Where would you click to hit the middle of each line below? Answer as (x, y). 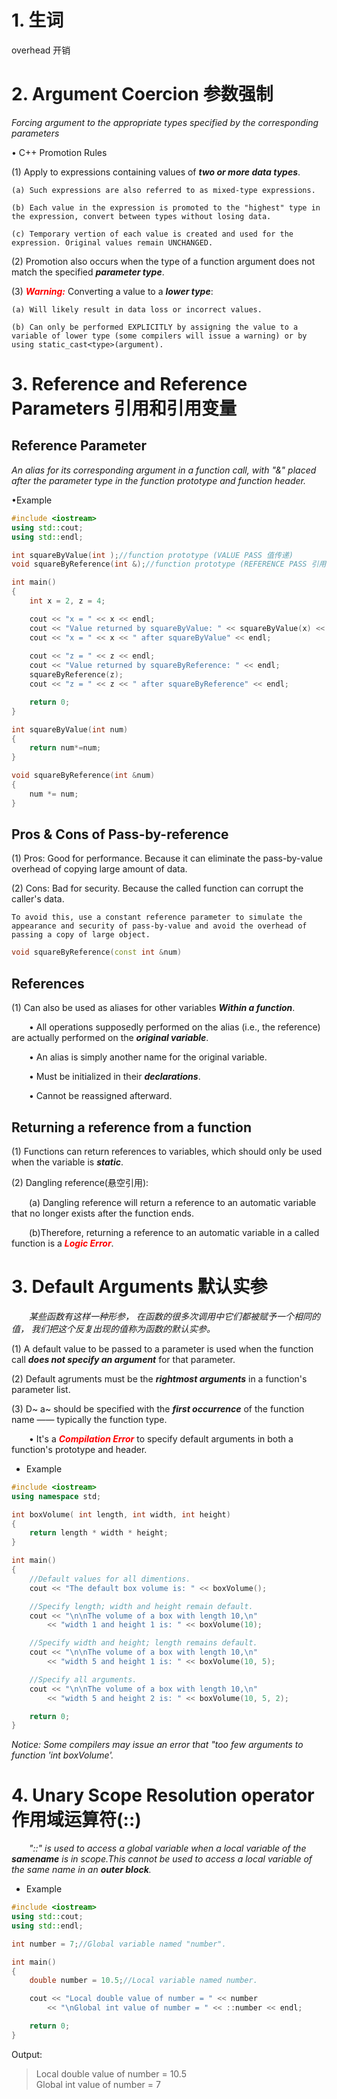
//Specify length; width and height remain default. (141, 1606)
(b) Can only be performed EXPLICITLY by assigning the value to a (155, 327)
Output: (27, 2054)
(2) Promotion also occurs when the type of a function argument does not (163, 261)
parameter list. (41, 1389)
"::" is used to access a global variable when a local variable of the (168, 1848)
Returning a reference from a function (131, 1127)
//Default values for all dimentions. (110, 1579)
